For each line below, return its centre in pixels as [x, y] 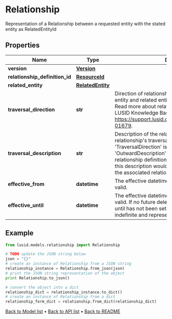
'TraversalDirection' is [141, 146]
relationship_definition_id [40, 77]
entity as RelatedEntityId [31, 29]
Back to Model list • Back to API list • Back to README [63, 311]
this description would [141, 166]
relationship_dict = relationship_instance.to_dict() [64, 292]
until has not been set [140, 208]
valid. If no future [135, 202]
